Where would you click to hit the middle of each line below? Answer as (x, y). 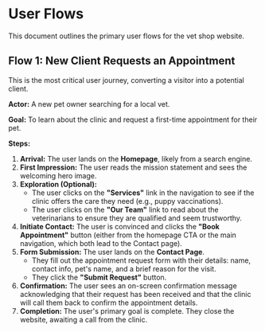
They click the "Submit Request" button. (99, 277)
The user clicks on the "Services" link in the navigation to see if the (143, 193)
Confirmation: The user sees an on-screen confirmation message (128, 285)
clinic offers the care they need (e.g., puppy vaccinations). (127, 201)
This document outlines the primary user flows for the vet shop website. (127, 36)
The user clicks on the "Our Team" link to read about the (125, 209)
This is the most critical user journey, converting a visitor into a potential (126, 80)
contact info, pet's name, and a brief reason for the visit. (124, 268)
